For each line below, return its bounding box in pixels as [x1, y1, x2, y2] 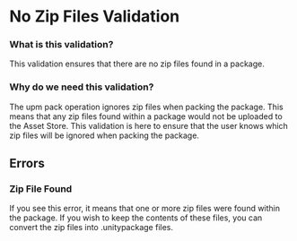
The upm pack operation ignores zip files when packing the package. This [9, 101, 284, 112]
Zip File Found [9, 183, 73, 195]
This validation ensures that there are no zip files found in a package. [9, 58, 265, 69]
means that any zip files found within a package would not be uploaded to [9, 110, 283, 122]
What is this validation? [9, 39, 114, 51]
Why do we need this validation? [9, 81, 154, 93]
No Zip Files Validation [9, 6, 180, 27]
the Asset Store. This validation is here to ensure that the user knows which [9, 120, 289, 131]
